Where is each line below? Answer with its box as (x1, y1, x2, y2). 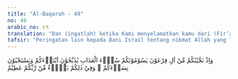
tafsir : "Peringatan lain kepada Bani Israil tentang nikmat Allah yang (7, 37, 227, 44)
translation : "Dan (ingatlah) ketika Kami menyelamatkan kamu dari (7, 30, 211, 37)
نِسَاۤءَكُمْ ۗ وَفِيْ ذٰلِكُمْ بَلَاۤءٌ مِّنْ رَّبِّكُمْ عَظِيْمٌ (7, 63, 129, 72)
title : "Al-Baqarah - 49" (7, 10, 84, 18)
